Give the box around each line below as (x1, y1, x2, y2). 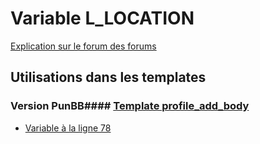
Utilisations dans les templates (10, 69, 207, 86)
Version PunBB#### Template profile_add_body (10, 99, 250, 113)
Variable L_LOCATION (10, 7, 195, 30)
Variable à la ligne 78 (24, 122, 112, 134)
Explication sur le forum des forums (10, 40, 157, 52)
